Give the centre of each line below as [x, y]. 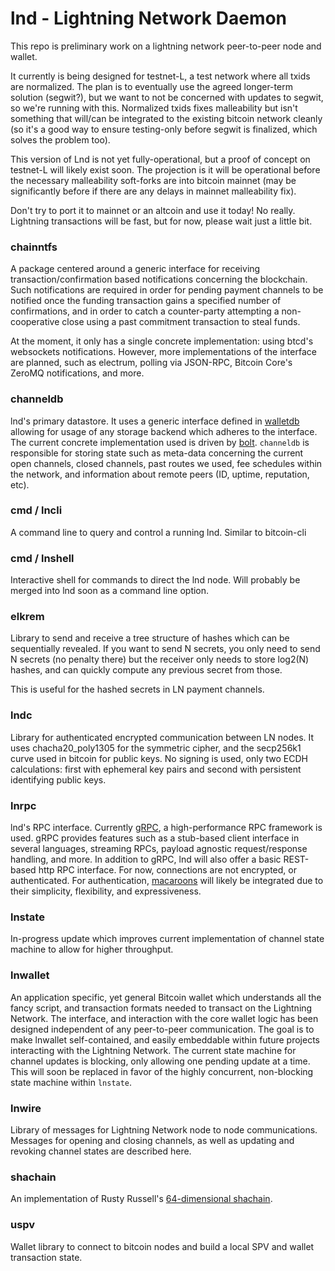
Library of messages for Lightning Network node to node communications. [164, 1129]
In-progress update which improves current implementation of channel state [167, 939]
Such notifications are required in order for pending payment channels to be [167, 290]
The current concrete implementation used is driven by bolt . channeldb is [160, 442]
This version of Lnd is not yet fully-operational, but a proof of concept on [160, 159]
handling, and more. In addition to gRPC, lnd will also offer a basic [146, 859]
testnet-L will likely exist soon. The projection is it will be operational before [165, 169]
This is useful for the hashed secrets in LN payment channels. [137, 689]
